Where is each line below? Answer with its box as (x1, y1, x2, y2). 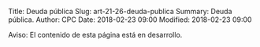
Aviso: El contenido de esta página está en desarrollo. (8, 31, 183, 39)
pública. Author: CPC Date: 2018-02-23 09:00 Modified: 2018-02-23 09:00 (8, 15, 252, 24)
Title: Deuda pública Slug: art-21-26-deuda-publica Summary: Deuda (8, 7, 232, 16)
